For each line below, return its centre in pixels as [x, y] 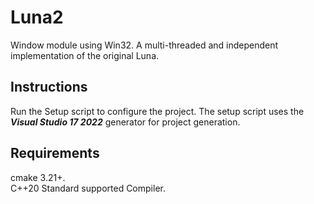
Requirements [55, 153]
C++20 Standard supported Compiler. [88, 188]
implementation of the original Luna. [85, 55]
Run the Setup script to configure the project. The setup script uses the [157, 111]
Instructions [49, 87]
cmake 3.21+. [38, 177]
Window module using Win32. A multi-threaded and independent [144, 45]
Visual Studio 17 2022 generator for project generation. [125, 122]
